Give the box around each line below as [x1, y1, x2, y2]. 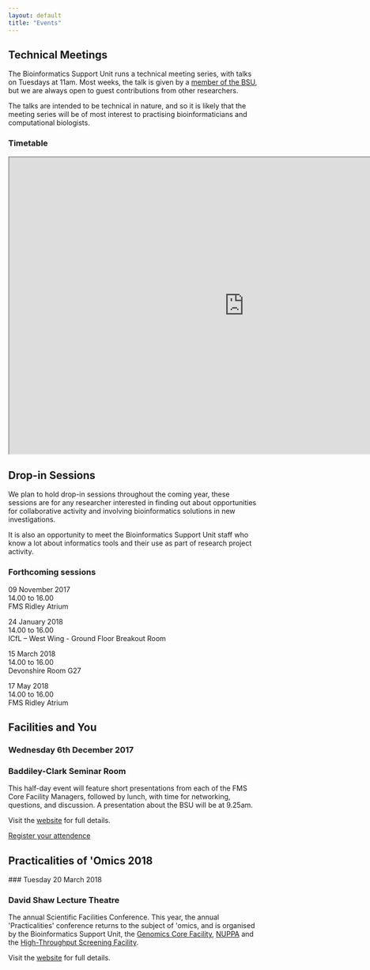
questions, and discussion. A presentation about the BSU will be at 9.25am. [8, 800, 253, 810]
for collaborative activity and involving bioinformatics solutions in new [8, 507, 236, 516]
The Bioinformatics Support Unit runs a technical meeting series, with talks [8, 69, 252, 79]
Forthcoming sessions [8, 567, 96, 578]
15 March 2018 [8, 649, 56, 659]
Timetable [8, 138, 49, 149]
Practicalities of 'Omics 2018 [8, 854, 153, 867]
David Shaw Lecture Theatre [8, 895, 120, 906]
